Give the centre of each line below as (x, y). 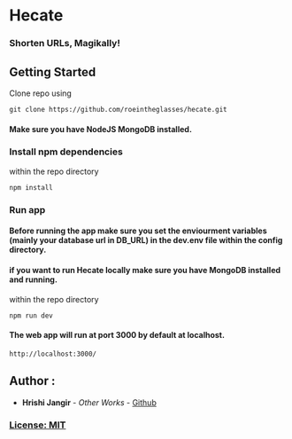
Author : (32, 381)
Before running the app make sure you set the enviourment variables (138, 231)
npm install (31, 187)
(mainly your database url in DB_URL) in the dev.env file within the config (146, 240)
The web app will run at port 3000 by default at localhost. (117, 335)
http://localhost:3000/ (53, 354)
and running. (33, 279)
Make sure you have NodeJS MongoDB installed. (101, 129)
